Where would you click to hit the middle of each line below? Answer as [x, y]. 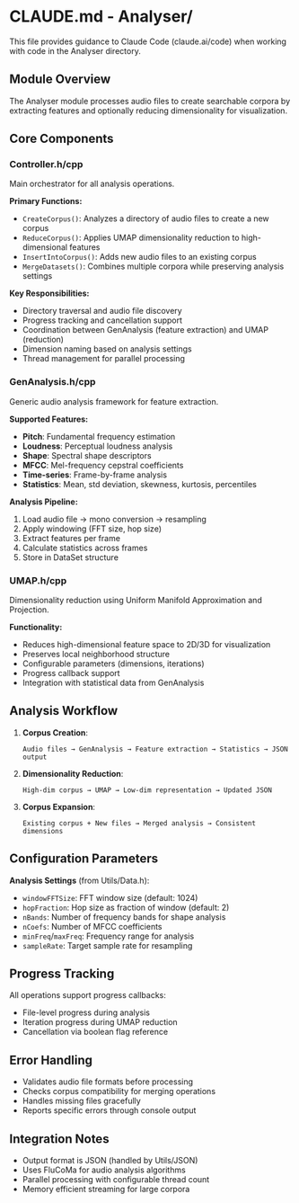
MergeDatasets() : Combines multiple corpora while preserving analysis [153, 266]
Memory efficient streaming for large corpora [106, 1190]
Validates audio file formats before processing [108, 1082]
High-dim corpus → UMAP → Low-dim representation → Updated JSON [147, 790]
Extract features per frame [71, 538]
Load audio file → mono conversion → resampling [114, 519]
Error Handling [51, 1060]
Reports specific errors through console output [109, 1110]
